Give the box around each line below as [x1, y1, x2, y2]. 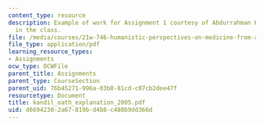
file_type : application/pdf [8, 41, 101, 49]
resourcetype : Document [8, 92, 86, 99]
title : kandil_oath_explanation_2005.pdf [8, 99, 146, 106]
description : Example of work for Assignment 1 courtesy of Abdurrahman [8, 19, 251, 27]
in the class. [15, 26, 61, 34]
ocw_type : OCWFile [8, 63, 68, 70]
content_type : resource [8, 11, 86, 20]
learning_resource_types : [8, 48, 93, 56]
